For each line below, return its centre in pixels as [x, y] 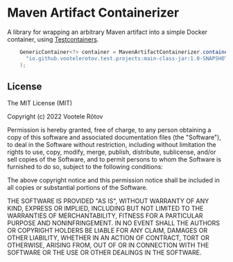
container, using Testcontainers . [53, 39]
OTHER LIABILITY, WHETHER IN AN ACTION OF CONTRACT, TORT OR [108, 238]
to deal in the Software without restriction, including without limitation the [112, 145]
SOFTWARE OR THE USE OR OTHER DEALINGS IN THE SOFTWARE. [104, 253]
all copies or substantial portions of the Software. [77, 188]
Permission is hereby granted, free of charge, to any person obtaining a [109, 130]
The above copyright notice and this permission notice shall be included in [113, 180]
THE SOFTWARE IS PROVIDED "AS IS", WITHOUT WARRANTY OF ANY [108, 201]
